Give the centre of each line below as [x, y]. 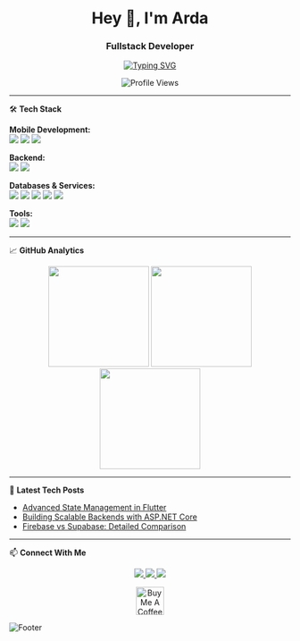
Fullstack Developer [150, 46]
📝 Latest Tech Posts [47, 490]
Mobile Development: [50, 130]
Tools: [21, 214]
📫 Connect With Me [48, 552]
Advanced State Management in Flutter [94, 508]
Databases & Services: [52, 186]
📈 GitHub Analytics [47, 250]
